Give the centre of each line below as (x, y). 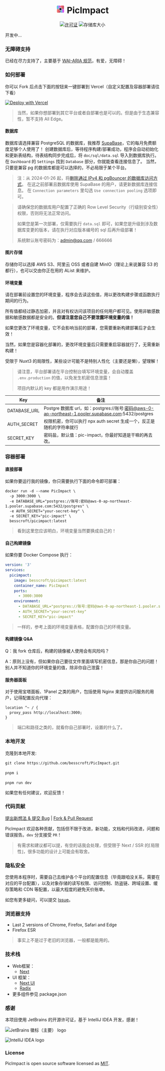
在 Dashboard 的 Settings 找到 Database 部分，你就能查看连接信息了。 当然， (82, 161)
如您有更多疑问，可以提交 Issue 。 (39, 900)
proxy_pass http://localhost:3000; (46, 713)
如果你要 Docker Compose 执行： (39, 555)
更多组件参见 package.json (40, 994)
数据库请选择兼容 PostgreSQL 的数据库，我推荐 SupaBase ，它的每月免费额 (81, 143)
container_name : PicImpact (41, 586)
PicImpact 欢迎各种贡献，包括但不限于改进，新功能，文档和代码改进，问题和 (82, 829)
